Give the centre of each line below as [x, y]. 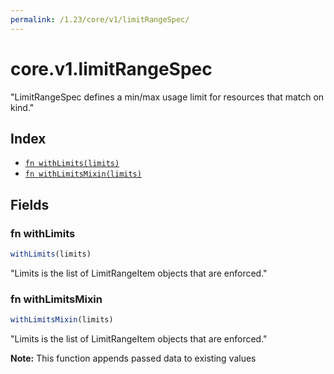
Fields [30, 204]
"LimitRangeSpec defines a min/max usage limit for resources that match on [167, 97]
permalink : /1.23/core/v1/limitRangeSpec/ [100, 19]
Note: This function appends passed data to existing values [133, 358]
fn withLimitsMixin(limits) [83, 174]
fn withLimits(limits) [72, 164]
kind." [22, 107]
